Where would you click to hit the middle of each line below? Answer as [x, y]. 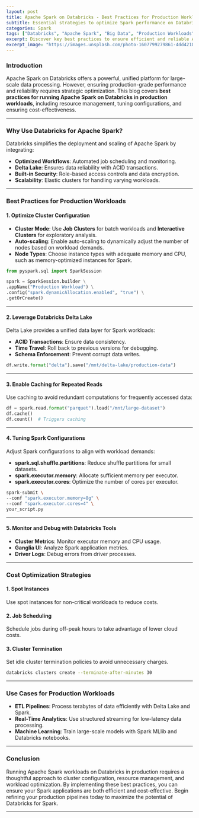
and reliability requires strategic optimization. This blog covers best [88, 91]
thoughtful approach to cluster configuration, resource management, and [95, 778]
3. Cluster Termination [34, 648]
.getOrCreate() [25, 298]
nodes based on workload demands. [59, 247]
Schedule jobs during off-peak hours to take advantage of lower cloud [92, 629]
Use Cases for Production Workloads [60, 694]
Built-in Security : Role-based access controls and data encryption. [97, 174]
